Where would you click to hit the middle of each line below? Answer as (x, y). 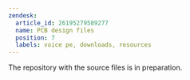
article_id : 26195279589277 (62, 23)
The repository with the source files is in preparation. (95, 67)
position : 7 (36, 38)
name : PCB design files (55, 30)
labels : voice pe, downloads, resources (83, 45)
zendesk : (23, 15)
